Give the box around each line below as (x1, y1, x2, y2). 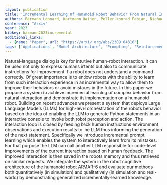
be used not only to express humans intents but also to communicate (5, 63, 147, 69)
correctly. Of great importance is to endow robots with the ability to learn (5, 74, 155, 80)
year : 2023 (5, 26, 28, 31)
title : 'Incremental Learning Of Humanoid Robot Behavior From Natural (5, 12, 157, 17)
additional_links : (5, 35, 43, 40)
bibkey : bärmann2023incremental (5, 30, 72, 35)
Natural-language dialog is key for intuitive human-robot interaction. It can (5, 58, 158, 64)
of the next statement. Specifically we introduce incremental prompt (5, 132, 145, 138)
